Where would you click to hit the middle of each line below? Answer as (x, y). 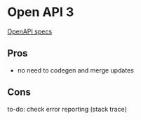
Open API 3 (41, 12)
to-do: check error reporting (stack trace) (67, 109)
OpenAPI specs (30, 31)
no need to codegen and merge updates (76, 70)
